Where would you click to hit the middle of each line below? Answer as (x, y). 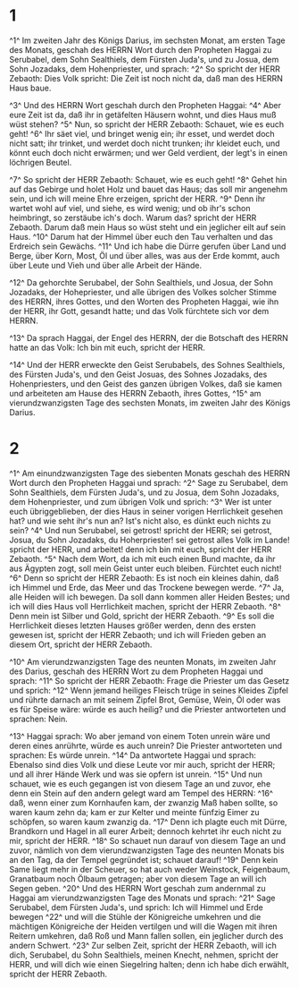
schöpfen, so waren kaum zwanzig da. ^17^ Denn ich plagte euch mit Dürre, (148, 822)
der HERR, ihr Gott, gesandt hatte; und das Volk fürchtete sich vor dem (139, 311)
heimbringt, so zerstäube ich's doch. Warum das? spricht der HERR (133, 217)
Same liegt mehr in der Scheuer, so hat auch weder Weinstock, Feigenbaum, (150, 869)
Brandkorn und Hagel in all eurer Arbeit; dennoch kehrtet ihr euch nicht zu (145, 831)
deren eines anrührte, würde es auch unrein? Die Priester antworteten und (146, 745)
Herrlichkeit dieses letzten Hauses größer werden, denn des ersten (133, 625)
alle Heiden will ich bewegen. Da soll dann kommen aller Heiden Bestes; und (149, 597)
